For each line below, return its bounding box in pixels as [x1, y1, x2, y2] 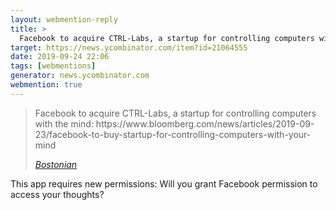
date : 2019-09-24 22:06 [10, 52, 110, 62]
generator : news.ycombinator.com [10, 71, 150, 81]
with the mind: [34, 117, 94, 130]
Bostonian [34, 158, 78, 170]
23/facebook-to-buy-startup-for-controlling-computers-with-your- [34, 128, 312, 140]
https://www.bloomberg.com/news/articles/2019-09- [95, 117, 315, 130]
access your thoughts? [10, 188, 105, 200]
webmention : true [10, 80, 83, 90]
